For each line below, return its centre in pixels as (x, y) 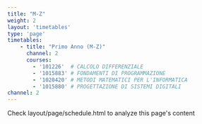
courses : (39, 60)
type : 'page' (26, 34)
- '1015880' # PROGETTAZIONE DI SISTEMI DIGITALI (107, 86)
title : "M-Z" (26, 14)
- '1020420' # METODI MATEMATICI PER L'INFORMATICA (111, 80)
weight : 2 (22, 21)
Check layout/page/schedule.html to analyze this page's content (101, 113)
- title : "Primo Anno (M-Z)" (63, 47)
